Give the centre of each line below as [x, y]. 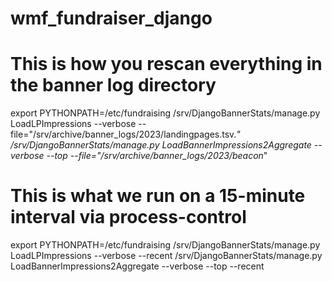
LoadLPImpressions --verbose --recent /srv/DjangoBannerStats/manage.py [166, 256]
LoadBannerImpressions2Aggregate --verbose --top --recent [137, 266]
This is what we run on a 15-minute [158, 196]
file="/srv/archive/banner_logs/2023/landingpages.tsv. [123, 134]
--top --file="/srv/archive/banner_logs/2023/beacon [155, 156]
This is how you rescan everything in [166, 64]
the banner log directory [113, 85]
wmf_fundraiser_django [111, 18]
